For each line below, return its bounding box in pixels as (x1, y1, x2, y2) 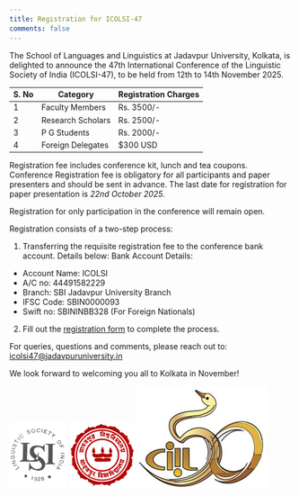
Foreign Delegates (40, 140, 110, 150)
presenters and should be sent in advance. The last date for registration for (9, 178, 287, 189)
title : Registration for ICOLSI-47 (9, 14, 143, 23)
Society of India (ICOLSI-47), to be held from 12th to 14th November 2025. (9, 68, 285, 80)
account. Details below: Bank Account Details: (22, 250, 193, 261)
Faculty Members (40, 102, 106, 113)
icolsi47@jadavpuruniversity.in (9, 350, 123, 361)
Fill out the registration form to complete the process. (22, 323, 220, 334)
